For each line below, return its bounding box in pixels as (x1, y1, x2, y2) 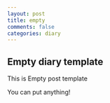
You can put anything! (7, 88, 71, 97)
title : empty (7, 17, 46, 24)
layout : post (7, 10, 46, 18)
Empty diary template (7, 55, 104, 67)
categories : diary (7, 29, 61, 37)
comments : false (7, 23, 55, 30)
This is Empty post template (7, 74, 88, 83)
